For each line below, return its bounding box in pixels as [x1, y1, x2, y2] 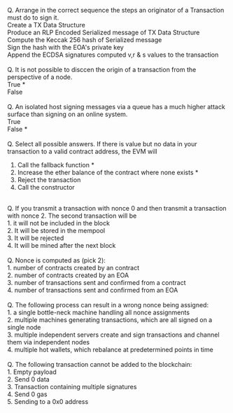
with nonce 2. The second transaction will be [7, 211, 137, 220]
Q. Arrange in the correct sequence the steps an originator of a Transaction [7, 6, 225, 14]
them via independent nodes [7, 338, 90, 346]
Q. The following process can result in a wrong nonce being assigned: [7, 301, 209, 309]
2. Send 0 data [7, 375, 50, 384]
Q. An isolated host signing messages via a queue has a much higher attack [7, 103, 225, 111]
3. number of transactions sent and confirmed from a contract [7, 279, 186, 286]
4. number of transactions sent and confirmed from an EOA [7, 286, 178, 294]
